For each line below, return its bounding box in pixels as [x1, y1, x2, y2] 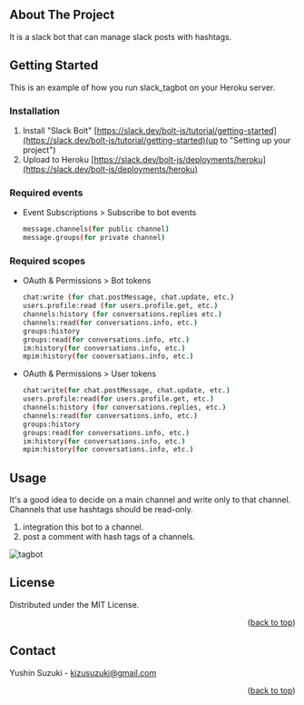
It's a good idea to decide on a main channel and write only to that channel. [9, 494, 291, 505]
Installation [9, 104, 61, 117]
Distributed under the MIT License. [9, 599, 140, 610]
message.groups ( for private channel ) [22, 233, 166, 243]
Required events [9, 186, 83, 199]
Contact [9, 643, 56, 659]
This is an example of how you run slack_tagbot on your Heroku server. [9, 82, 276, 93]
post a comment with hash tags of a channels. [22, 531, 196, 542]
